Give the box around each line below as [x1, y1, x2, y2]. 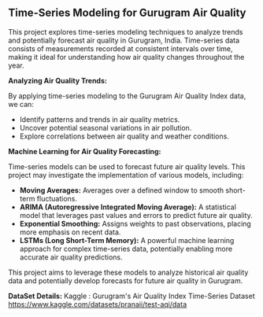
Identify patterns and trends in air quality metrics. [19, 114, 180, 124]
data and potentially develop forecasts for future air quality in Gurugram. [8, 275, 243, 286]
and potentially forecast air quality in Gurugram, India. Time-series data [8, 35, 240, 45]
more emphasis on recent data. [19, 227, 121, 237]
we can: [8, 99, 34, 109]
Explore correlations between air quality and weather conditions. [19, 131, 230, 141]
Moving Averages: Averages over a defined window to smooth [19, 185, 224, 195]
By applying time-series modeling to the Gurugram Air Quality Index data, [8, 90, 246, 101]
